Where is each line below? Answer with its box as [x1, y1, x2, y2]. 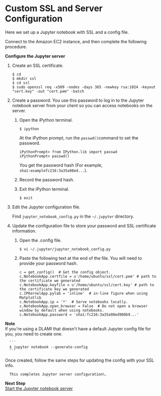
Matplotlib [19, 295, 42, 300]
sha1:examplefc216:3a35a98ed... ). [19, 167, 88, 173]
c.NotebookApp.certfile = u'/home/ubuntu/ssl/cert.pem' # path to [19, 274, 157, 279]
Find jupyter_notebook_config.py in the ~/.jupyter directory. [12, 213, 134, 219]
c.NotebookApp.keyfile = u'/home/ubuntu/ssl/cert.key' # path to [19, 282, 154, 287]
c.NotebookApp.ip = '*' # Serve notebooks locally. [19, 299, 129, 304]
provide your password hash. [19, 260, 78, 266]
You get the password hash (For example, [19, 162, 103, 168]
